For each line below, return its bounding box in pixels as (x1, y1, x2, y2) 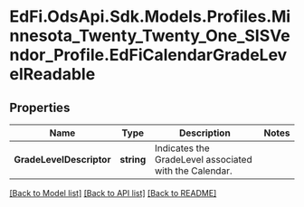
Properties (9, 99, 71, 115)
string (119, 154, 147, 165)
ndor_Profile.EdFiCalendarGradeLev (9, 45, 288, 65)
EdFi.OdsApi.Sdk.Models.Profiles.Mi (9, 6, 291, 27)
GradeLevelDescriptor (14, 154, 111, 165)
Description (179, 127, 231, 139)
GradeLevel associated (154, 154, 252, 165)
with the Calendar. (154, 165, 233, 177)
